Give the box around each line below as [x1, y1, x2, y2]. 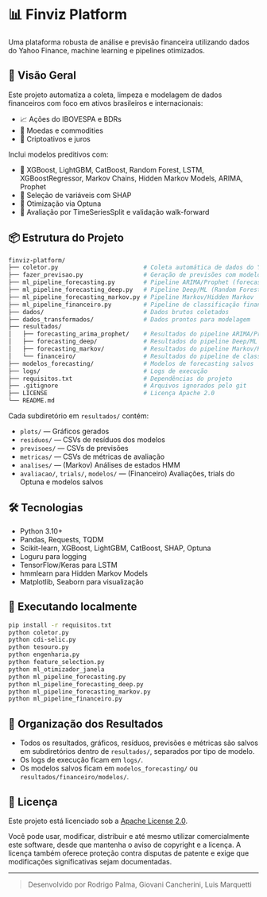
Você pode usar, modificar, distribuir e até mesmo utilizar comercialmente [8, 831, 250, 841]
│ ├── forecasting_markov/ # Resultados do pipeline [8, 345, 229, 353]
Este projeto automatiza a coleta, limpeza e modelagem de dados [8, 90, 222, 99]
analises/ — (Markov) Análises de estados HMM [19, 460, 180, 470]
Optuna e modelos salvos [19, 477, 103, 487]
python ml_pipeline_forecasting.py [8, 673, 126, 681]
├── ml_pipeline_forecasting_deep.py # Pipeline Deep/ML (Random [8, 286, 237, 294]
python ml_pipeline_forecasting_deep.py [8, 680, 145, 688]
